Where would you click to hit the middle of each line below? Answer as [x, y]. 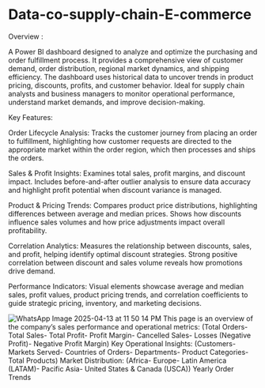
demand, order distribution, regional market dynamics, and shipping [119, 68]
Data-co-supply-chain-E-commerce [130, 15]
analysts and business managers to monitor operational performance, [122, 93]
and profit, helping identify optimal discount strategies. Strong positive [123, 254]
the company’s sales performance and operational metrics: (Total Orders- [128, 326]
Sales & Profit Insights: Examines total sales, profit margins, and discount [127, 173]
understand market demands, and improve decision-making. [107, 102]
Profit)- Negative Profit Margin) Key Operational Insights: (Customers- [122, 343]
